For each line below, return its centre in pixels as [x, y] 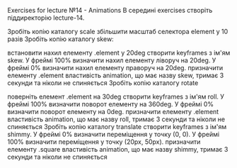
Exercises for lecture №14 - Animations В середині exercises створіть [110, 10]
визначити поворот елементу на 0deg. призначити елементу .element [113, 112]
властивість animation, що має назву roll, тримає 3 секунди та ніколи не [116, 119]
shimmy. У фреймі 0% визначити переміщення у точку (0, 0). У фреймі [114, 134]
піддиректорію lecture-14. [46, 18]
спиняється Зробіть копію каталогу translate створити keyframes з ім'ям [117, 127]
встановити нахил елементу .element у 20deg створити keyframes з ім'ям [119, 53]
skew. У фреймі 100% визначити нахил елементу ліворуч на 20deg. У [112, 60]
